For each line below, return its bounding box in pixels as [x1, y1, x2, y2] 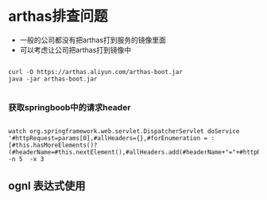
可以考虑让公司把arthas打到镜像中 [19, 45, 132, 54]
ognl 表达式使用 [8, 178, 86, 192]
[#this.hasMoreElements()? [8, 141, 98, 150]
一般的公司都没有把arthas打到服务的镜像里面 [19, 35, 167, 45]
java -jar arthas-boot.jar [8, 75, 98, 83]
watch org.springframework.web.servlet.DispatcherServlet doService [8, 127, 240, 135]
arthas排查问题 [8, 7, 108, 25]
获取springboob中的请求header [8, 101, 131, 112]
